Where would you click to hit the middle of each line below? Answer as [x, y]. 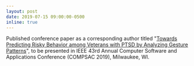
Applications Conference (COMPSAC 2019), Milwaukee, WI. [78, 57]
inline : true [22, 22]
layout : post [22, 11]
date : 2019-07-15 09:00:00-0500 [45, 17]
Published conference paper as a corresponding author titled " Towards [92, 39]
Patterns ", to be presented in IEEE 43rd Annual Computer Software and [91, 51]
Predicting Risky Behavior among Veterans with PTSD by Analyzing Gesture [97, 45]
